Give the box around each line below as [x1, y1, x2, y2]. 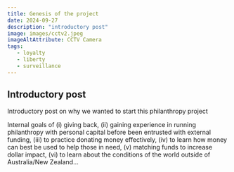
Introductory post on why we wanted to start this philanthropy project [7, 107, 209, 116]
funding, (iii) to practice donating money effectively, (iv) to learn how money [7, 135, 227, 144]
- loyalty [16, 50, 46, 57]
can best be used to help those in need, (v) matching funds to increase [7, 143, 213, 152]
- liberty [16, 56, 46, 63]
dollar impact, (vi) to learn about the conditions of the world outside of [7, 150, 211, 159]
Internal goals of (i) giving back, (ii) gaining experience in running [7, 121, 197, 129]
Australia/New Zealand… [7, 158, 79, 166]
